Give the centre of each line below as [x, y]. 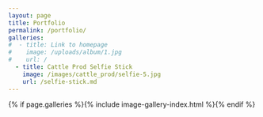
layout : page [30, 15]
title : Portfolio [37, 23]
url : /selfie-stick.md [60, 81]
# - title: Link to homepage [58, 45]
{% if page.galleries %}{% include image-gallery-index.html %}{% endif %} [132, 104]
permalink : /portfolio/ [48, 30]
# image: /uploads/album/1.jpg [65, 52]
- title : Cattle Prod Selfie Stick [74, 67]
